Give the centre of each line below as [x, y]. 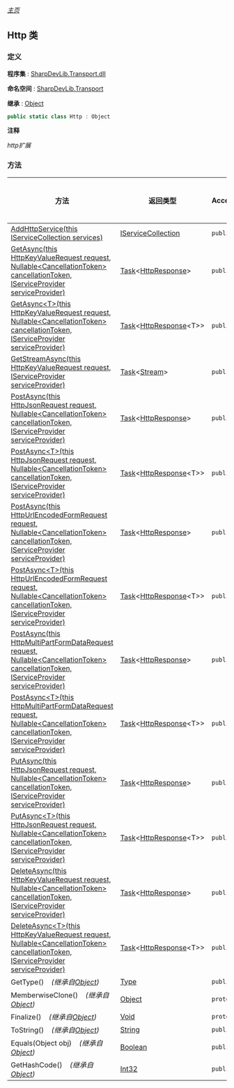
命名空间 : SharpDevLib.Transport [55, 88]
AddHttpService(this [44, 228]
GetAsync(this [34, 248]
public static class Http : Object [59, 117]
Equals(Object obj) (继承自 [57, 1043]
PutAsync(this [34, 761]
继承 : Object [25, 103]
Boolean [134, 1047]
